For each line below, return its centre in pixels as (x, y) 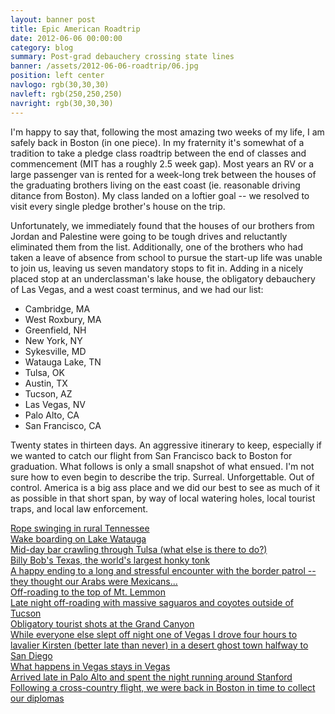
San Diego (31, 655)
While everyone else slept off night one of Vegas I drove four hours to (154, 634)
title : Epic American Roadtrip (75, 29)
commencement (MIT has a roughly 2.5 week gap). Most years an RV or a (162, 163)
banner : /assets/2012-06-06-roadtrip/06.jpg (104, 66)
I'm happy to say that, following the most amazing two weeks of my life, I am (167, 132)
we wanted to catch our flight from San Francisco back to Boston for (151, 455)
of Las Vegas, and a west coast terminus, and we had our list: (137, 289)
